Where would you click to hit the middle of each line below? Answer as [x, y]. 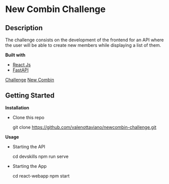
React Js [22, 65]
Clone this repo [28, 117]
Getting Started [30, 96]
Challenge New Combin [30, 80]
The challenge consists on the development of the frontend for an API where [84, 40]
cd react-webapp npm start [41, 176]
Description [24, 28]
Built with [15, 55]
